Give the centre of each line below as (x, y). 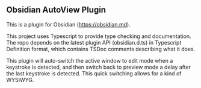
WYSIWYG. (20, 80)
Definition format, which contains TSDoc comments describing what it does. (101, 49)
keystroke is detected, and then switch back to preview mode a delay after (99, 67)
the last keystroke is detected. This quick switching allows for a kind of (94, 73)
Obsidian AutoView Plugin (56, 10)
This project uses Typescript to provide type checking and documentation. (99, 36)
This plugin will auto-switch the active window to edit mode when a (90, 60)
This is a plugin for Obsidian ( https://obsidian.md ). (68, 24)
